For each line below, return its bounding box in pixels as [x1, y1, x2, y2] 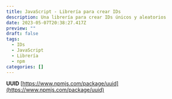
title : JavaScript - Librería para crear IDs [6, 8, 121, 15]
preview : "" [6, 25, 36, 31]
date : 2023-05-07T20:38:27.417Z [6, 20, 86, 25]
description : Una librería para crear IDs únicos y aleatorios [6, 14, 167, 20]
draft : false [6, 31, 39, 37]
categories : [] [6, 63, 44, 70]
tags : [6, 36, 20, 42]
